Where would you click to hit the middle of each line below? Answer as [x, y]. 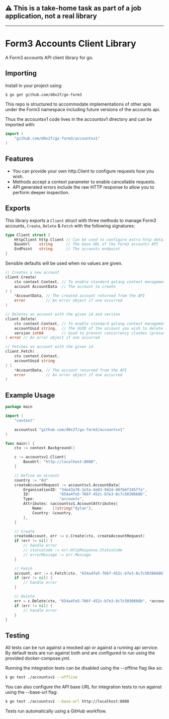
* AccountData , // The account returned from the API [71, 370]
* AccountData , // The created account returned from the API [79, 296]
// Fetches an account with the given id [49, 347]
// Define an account [37, 475]
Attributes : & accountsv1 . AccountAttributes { [71, 504]
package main [19, 407]
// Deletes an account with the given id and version [63, 314]
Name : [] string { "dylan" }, [63, 508]
